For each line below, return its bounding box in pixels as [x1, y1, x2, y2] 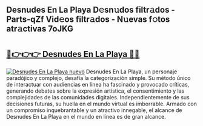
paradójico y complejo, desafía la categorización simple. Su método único [6, 75, 191, 81]
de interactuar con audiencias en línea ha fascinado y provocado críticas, [6, 81, 190, 88]
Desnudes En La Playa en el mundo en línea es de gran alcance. [6, 113, 167, 120]
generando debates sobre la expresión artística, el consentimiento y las [6, 87, 185, 94]
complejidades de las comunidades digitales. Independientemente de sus [6, 94, 190, 101]
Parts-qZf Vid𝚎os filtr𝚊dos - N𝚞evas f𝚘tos [6, 15, 170, 25]
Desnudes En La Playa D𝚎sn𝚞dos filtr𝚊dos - [6, 5, 176, 15]
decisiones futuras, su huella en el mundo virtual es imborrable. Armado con [6, 100, 197, 107]
